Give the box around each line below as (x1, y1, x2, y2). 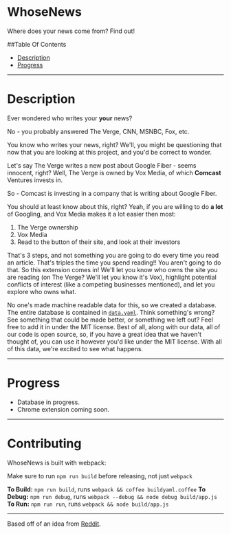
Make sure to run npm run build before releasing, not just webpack (7, 471, 192, 480)
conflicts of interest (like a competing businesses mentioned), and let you (7, 280, 215, 289)
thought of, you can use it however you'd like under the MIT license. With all (7, 337, 222, 346)
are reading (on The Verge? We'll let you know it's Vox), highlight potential (7, 273, 217, 281)
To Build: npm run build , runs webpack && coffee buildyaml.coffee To (7, 485, 206, 493)
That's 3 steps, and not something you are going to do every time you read (7, 251, 219, 259)
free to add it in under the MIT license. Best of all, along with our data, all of (7, 322, 221, 331)
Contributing (7, 436, 82, 451)
